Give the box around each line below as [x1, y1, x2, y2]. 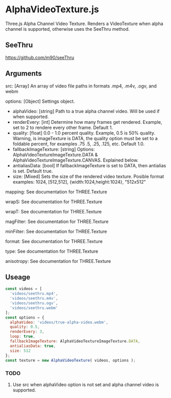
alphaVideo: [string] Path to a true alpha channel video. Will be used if [12, 108, 160, 114]
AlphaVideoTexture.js [5, 4, 100, 15]
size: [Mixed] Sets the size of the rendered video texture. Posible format [12, 173, 164, 180]
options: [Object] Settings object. [5, 98, 75, 104]
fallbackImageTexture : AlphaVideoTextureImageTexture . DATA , [10, 339, 140, 344]
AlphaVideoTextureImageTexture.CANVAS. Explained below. [12, 157, 139, 163]
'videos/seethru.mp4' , [10, 291, 58, 296]
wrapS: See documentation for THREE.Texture [5, 198, 103, 205]
